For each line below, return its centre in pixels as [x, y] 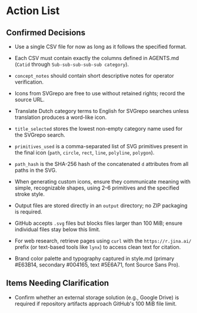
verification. [29, 82]
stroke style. [30, 194]
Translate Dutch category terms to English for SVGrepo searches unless [102, 111]
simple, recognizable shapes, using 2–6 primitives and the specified [97, 188]
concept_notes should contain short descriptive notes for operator [94, 76]
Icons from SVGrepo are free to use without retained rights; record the [100, 93]
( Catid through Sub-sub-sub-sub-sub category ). [72, 64]
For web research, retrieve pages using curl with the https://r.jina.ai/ [103, 241]
